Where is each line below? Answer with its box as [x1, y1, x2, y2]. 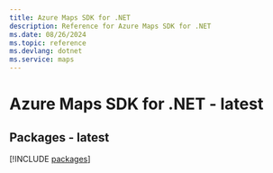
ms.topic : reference [9, 38, 87, 48]
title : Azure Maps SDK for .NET [9, 13, 131, 23]
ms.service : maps [9, 55, 75, 64]
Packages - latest [9, 130, 110, 145]
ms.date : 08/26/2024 [9, 30, 87, 39]
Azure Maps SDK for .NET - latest [9, 94, 264, 114]
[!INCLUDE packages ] [9, 154, 91, 164]
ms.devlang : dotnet [9, 47, 83, 56]
